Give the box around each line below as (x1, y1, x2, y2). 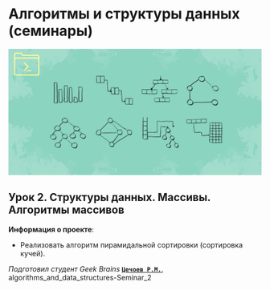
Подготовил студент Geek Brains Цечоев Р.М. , (8, 264, 164, 273)
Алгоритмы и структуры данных (8, 5, 240, 23)
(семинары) (8, 22, 94, 40)
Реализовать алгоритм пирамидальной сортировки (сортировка (19, 240, 243, 249)
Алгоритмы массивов (8, 203, 125, 217)
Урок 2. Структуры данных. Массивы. (8, 191, 211, 204)
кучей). (19, 248, 46, 258)
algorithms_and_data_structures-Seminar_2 (8, 272, 152, 282)
